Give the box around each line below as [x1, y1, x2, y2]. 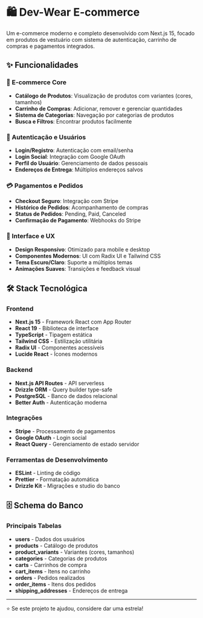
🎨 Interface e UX [6, 232, 56, 241]
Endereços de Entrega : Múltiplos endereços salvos [14, 165, 143, 173]
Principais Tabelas [6, 522, 62, 530]
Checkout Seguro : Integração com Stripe [14, 198, 119, 205]
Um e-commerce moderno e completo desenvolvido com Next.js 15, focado [6, 29, 195, 37]
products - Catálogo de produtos [14, 542, 98, 549]
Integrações [6, 414, 43, 422]
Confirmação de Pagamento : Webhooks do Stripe [14, 217, 141, 224]
